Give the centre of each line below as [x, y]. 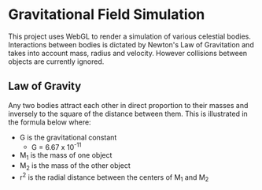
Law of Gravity [45, 86]
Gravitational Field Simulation [107, 15]
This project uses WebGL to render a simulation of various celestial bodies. [130, 36]
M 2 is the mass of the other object [75, 166]
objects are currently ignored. [56, 61]
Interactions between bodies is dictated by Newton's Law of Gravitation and [131, 44]
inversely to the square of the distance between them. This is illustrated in [128, 114]
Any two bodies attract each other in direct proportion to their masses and [128, 105]
